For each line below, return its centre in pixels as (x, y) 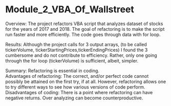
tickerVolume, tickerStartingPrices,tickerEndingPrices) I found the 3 (77, 50)
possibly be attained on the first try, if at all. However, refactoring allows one (86, 81)
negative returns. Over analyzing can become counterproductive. (74, 98)
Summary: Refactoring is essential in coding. (52, 71)
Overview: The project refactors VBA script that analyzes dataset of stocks (84, 24)
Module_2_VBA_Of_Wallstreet (70, 9)
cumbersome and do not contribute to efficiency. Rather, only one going (81, 55)
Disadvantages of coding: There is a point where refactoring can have (79, 92)
